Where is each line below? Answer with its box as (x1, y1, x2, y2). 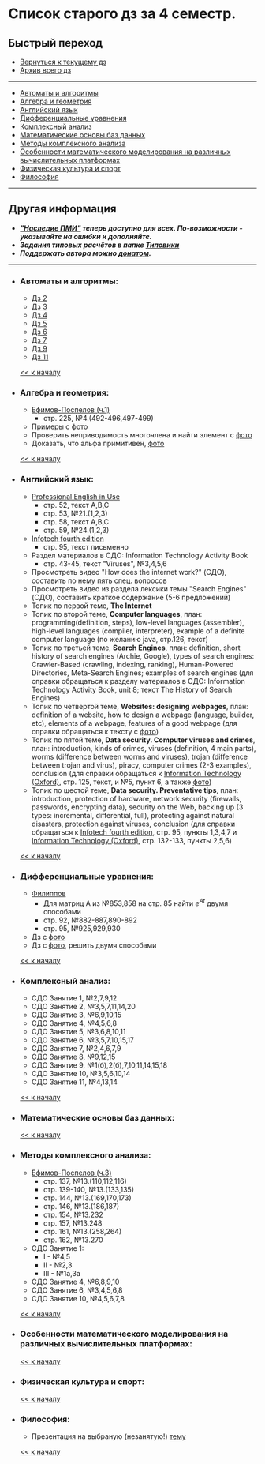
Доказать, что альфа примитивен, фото (31, 439, 165, 449)
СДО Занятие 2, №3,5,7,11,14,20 (31, 1001, 136, 1011)
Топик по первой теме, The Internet (31, 601, 152, 610)
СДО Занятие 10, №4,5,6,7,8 (31, 1293, 125, 1303)
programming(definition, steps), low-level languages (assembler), (31, 618, 244, 627)
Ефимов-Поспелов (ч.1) (31, 405, 110, 415)
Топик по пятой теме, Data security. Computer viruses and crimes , (31, 735, 256, 745)
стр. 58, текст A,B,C (43, 516, 109, 526)
